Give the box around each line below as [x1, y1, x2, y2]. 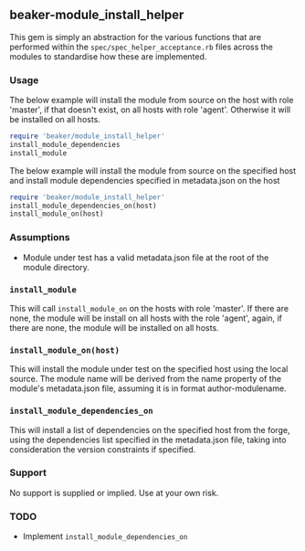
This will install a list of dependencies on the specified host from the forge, [9, 424, 290, 435]
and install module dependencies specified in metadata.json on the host [9, 175, 280, 185]
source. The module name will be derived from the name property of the [9, 374, 281, 385]
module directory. [22, 261, 89, 272]
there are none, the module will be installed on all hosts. [9, 322, 219, 333]
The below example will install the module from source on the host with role [9, 95, 294, 106]
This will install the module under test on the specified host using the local [9, 364, 289, 375]
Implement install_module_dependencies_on [22, 531, 188, 542]
